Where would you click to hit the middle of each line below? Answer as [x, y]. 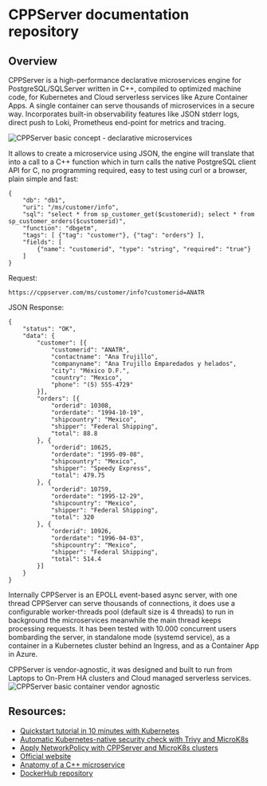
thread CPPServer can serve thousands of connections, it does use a [122, 603]
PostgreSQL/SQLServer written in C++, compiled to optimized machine [125, 88]
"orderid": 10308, [81, 406]
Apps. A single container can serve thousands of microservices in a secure [132, 106]
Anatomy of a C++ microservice [72, 764]
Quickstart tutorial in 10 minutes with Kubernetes [100, 730]
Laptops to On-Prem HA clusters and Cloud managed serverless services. [130, 678]
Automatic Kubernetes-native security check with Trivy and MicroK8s [134, 739]
